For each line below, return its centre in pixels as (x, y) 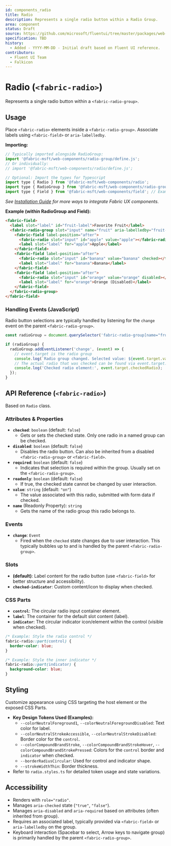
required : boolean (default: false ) (48, 462)
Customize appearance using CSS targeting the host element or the (76, 702)
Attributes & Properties (34, 419)
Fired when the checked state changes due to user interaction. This (90, 541)
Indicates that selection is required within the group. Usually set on (90, 468)
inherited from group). (36, 816)
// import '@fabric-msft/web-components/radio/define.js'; (69, 168)
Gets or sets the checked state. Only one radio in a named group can (92, 435)
